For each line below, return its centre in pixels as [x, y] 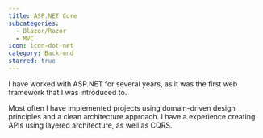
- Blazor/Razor [41, 31]
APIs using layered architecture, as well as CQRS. [90, 125]
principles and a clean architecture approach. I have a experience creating [132, 116]
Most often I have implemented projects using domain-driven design [122, 108]
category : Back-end [41, 53]
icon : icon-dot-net [41, 46]
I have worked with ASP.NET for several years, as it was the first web [123, 84]
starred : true [32, 61]
